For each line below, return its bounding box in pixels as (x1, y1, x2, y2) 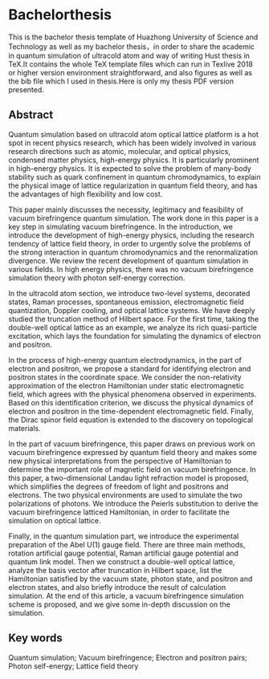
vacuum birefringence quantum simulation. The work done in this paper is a (8, 213, 259, 222)
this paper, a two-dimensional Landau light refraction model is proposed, (8, 473, 249, 482)
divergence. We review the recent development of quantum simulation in (8, 255, 249, 266)
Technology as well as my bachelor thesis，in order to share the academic (8, 42, 255, 51)
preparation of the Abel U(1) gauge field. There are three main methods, (8, 539, 246, 549)
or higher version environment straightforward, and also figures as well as (8, 67, 253, 77)
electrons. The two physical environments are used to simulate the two (8, 490, 243, 499)
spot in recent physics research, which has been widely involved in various (8, 138, 257, 148)
